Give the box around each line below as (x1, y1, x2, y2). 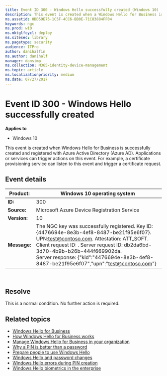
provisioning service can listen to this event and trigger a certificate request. (5, 161, 162, 167)
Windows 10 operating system (60, 190, 135, 197)
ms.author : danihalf (5, 53, 48, 59)
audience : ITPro (5, 44, 39, 49)
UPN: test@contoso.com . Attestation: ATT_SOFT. (36, 235, 149, 242)
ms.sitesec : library (5, 35, 48, 40)
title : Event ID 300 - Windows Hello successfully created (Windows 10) (5, 7, 159, 12)
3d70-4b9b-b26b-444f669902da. (36, 247, 122, 254)
